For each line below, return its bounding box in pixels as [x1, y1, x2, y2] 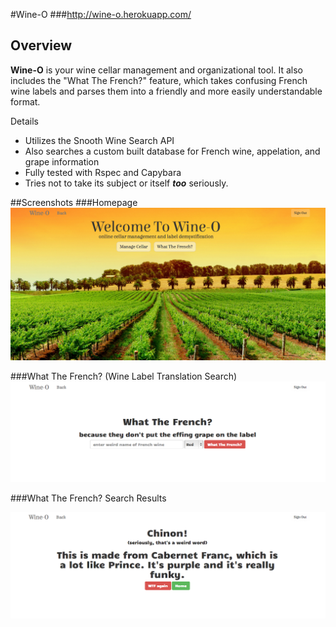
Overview [10, 37, 73, 54]
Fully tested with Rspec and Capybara [24, 166, 182, 178]
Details [10, 115, 39, 127]
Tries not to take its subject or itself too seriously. [24, 177, 229, 189]
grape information [24, 155, 100, 168]
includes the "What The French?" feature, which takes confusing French [10, 74, 308, 86]
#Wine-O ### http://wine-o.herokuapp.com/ [10, 9, 192, 20]
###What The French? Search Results [10, 492, 167, 504]
